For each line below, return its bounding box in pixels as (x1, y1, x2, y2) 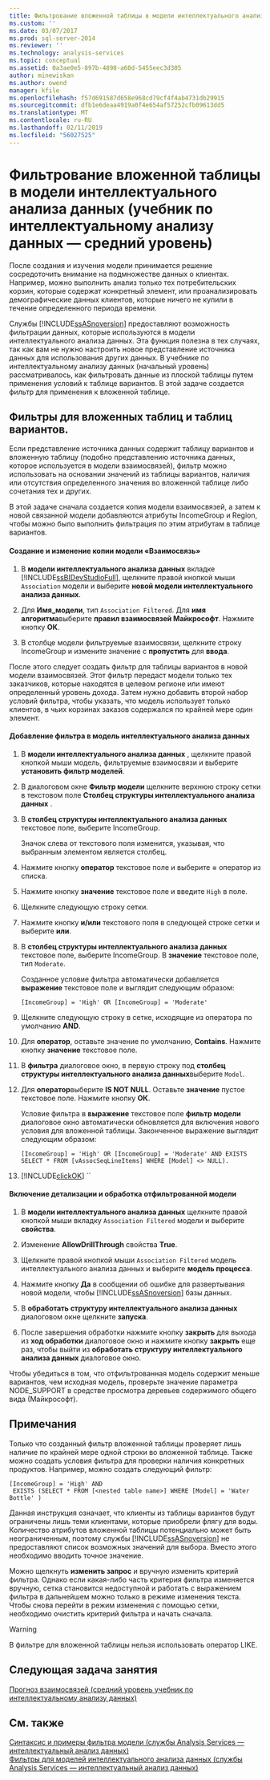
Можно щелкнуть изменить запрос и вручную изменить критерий (9, 1566, 239, 1575)
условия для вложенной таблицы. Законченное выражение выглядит (20, 1125, 259, 1136)
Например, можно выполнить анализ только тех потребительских (9, 278, 237, 287)
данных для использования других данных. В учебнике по (9, 352, 210, 362)
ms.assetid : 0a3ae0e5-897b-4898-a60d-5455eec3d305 (9, 64, 182, 72)
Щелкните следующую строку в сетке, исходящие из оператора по (20, 1012, 253, 1022)
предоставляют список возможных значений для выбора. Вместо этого (9, 1542, 257, 1551)
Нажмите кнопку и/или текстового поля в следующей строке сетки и (20, 917, 260, 927)
